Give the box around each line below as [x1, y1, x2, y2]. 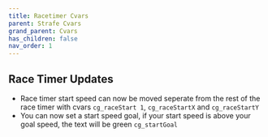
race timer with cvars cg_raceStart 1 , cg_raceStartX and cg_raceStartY [19, 102, 260, 112]
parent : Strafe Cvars [8, 19, 82, 28]
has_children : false [8, 34, 79, 43]
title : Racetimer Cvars [8, 11, 89, 20]
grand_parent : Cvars [8, 27, 79, 35]
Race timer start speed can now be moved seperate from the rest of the [19, 93, 261, 103]
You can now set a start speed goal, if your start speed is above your [19, 110, 251, 120]
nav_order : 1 [8, 42, 53, 50]
